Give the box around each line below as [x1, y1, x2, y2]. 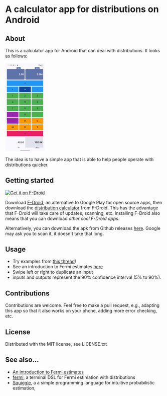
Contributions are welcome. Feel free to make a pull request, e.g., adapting [5, 302, 159, 308]
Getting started [5, 176, 54, 185]
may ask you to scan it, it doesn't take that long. [5, 230, 104, 236]
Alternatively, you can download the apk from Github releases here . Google [5, 225, 160, 231]
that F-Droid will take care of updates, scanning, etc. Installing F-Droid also [5, 210, 160, 216]
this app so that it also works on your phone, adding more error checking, [5, 308, 157, 314]
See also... [5, 356, 39, 364]
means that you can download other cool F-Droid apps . [5, 215, 120, 221]
